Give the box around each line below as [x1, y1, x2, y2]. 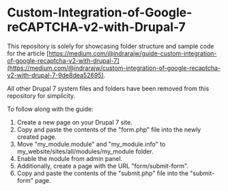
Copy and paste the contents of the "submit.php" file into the [16, 169, 189, 177]
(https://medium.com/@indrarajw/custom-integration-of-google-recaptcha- [7, 64, 220, 72]
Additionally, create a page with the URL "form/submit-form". [16, 162, 189, 170]
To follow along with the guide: [7, 105, 94, 113]
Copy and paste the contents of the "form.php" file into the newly [16, 125, 201, 133]
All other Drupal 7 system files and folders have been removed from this [7, 84, 210, 92]
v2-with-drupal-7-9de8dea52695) [7, 71, 104, 79]
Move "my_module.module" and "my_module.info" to [16, 140, 166, 148]
